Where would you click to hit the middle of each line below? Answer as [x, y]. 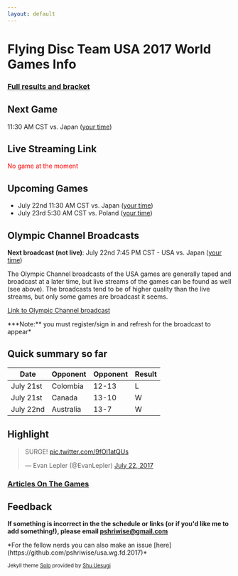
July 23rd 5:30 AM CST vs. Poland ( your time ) [85, 213]
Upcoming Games [48, 188]
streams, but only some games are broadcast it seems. [88, 297]
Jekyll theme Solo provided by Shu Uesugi [59, 566]
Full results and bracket [49, 86]
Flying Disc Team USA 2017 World [109, 49]
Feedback [30, 507]
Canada [65, 398]
